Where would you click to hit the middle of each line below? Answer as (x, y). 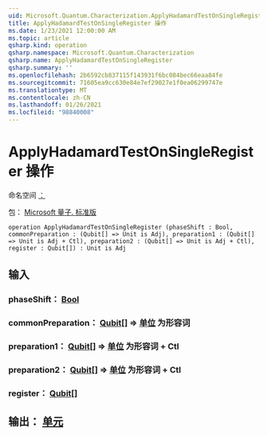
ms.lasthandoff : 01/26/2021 (55, 105)
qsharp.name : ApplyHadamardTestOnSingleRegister (91, 61)
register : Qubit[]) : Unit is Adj (67, 248)
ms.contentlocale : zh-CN (49, 98)
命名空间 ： (27, 195)
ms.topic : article (39, 38)
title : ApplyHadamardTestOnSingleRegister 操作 (88, 23)
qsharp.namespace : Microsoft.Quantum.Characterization (101, 53)
